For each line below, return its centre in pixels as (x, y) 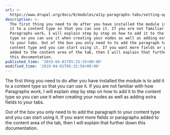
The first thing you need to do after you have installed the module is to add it (85, 81)
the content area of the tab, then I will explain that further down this (75, 123)
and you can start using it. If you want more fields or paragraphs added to (82, 117)
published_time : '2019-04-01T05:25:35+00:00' (54, 62)
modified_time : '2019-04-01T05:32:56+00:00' (53, 66)
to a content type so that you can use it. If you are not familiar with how (79, 86)
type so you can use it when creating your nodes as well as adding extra (81, 97)
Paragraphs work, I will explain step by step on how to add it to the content (83, 92)
